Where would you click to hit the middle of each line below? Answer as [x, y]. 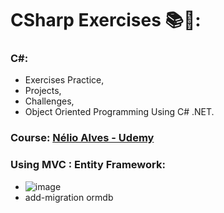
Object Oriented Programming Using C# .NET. [119, 112]
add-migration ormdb [69, 197]
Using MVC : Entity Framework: [88, 165]
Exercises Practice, [64, 80]
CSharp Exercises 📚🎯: [106, 20]
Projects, [43, 91]
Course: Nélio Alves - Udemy [82, 138]
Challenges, [49, 101]
